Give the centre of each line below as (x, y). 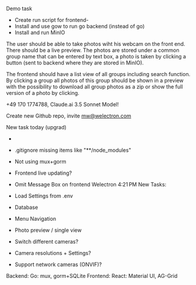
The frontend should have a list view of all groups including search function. (98, 74)
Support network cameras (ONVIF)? (58, 264)
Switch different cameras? (46, 242)
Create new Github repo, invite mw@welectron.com (69, 116)
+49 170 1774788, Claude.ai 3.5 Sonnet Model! (62, 104)
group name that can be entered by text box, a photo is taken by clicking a (96, 56)
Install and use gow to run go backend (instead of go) (80, 26)
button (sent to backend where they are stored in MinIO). (75, 63)
